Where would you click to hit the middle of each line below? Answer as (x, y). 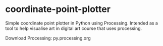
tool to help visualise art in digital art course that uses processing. (74, 28)
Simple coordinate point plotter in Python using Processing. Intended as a (82, 23)
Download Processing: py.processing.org (48, 38)
